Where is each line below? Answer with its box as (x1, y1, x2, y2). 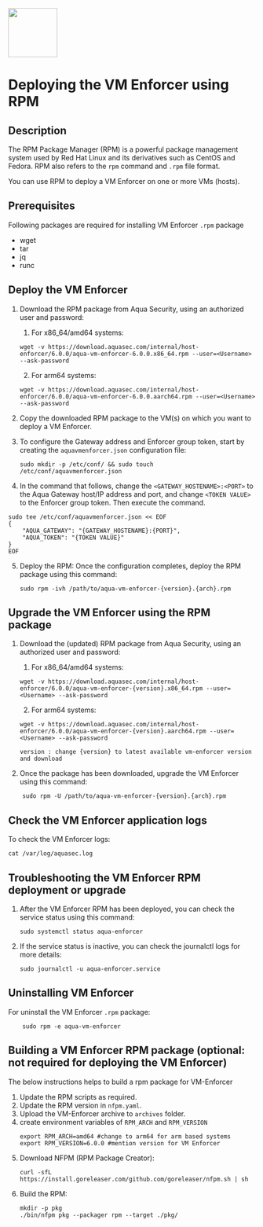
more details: (19, 950, 63, 960)
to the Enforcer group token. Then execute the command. (19, 498, 206, 507)
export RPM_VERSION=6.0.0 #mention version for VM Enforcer (19, 1139, 221, 1147)
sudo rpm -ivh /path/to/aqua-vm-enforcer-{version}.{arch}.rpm (19, 585, 232, 593)
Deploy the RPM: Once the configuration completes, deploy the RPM (19, 561, 242, 571)
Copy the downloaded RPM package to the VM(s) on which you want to (19, 413, 251, 423)
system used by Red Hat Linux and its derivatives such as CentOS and (8, 153, 236, 162)
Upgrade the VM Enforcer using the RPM (8, 606, 210, 619)
